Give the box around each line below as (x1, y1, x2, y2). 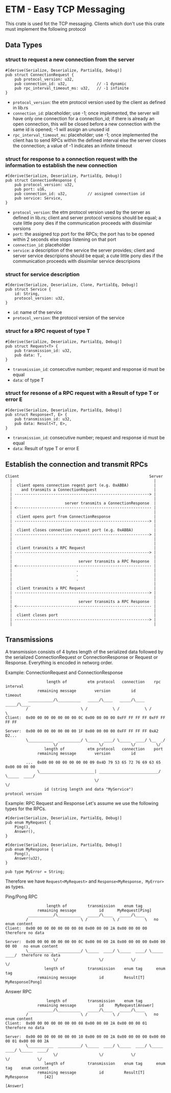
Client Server (5, 474, 163, 479)
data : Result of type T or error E (12, 445, 80, 451)
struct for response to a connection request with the (5, 155, 138, 162)
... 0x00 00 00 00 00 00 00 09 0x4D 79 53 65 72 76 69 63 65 (26, 760, 161, 765)
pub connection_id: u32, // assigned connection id (14, 191, 145, 196)
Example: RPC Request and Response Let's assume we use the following (5, 800, 159, 807)
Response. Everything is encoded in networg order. (5, 660, 113, 666)
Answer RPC (5, 989, 32, 995)
